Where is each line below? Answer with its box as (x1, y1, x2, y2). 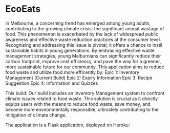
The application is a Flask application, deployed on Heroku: (5, 122, 130, 128)
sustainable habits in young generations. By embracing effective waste (5, 47, 155, 53)
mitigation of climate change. (5, 111, 67, 118)
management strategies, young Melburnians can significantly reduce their (5, 52, 161, 59)
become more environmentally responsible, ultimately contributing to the (5, 106, 159, 112)
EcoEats (5, 3, 41, 15)
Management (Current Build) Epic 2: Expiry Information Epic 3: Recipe (5, 74, 153, 81)
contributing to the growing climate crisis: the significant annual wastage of (5, 25, 164, 31)
